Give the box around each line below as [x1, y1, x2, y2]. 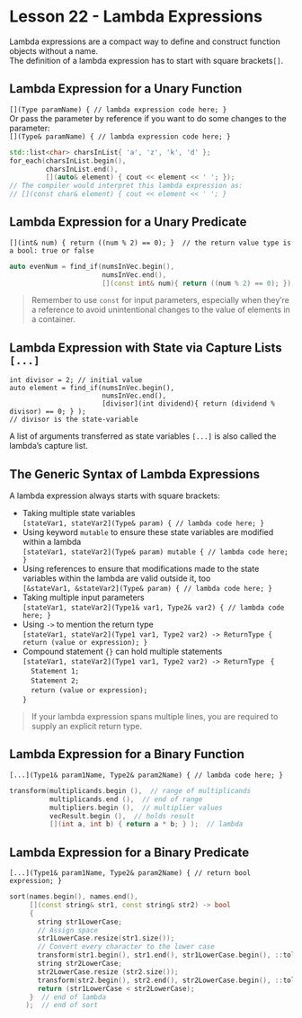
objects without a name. [9, 45, 99, 56]
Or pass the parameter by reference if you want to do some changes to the [9, 112, 287, 123]
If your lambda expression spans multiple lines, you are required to [31, 711, 279, 722]
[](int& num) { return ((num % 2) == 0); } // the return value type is [9, 238, 292, 247]
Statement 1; [31, 667, 80, 676]
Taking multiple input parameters [22, 592, 146, 603]
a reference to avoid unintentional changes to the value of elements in [31, 304, 290, 316]
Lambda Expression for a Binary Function [9, 746, 245, 762]
